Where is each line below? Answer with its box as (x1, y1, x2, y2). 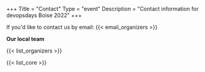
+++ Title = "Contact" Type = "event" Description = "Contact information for (6, 5, 199, 12)
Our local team (6, 35, 45, 42)
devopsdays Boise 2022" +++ (6, 12, 82, 19)
